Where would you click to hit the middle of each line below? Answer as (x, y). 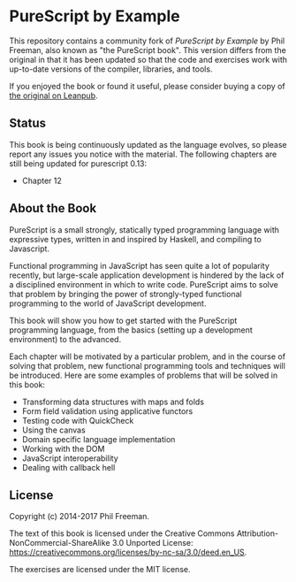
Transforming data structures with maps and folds (113, 402)
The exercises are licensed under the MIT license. (100, 570)
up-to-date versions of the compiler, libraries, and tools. (111, 69)
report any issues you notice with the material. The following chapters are (143, 154)
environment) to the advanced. (65, 339)
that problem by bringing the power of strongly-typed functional (125, 294)
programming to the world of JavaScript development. (108, 303)
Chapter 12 (42, 180)
